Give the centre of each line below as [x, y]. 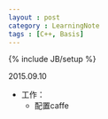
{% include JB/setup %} [52, 59]
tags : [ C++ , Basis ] [46, 34]
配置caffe [52, 106]
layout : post [35, 17]
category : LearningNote [54, 26]
